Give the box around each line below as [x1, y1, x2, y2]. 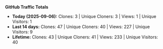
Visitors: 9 [12, 29, 33, 34]
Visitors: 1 [12, 19, 32, 24]
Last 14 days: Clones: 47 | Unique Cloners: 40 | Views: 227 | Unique [12, 24, 150, 30]
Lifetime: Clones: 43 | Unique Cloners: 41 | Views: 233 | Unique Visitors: [12, 34, 158, 40]
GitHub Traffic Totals [5, 4, 48, 10]
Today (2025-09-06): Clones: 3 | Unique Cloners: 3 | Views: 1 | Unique [12, 14, 157, 19]
